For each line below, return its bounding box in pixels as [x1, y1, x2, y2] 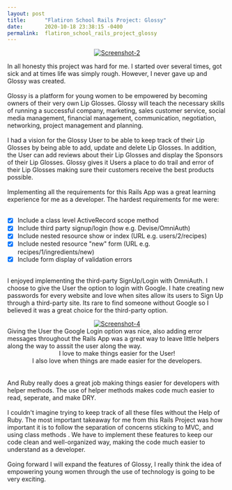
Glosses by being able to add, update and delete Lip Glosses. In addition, [7, 143, 217, 152]
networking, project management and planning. [7, 121, 144, 129]
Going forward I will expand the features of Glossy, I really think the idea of [7, 460, 222, 468]
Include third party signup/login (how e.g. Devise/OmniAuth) [17, 224, 191, 232]
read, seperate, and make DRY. [7, 393, 96, 402]
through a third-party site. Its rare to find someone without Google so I [7, 299, 209, 307]
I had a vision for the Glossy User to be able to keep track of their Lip [7, 136, 205, 145]
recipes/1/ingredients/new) [17, 248, 95, 256]
